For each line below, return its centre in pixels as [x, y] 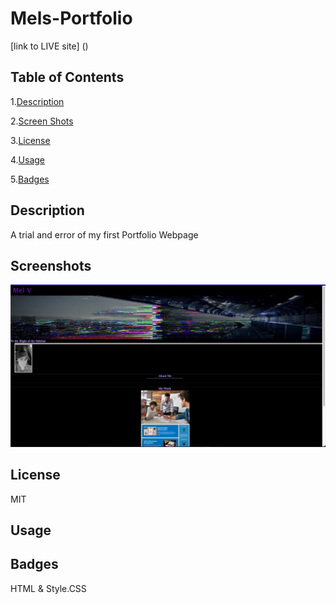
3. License [30, 140]
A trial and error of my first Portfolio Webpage [104, 234]
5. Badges [30, 179]
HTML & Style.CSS [48, 588]
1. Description [37, 101]
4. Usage [28, 159]
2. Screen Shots [42, 121]
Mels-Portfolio [71, 18]
